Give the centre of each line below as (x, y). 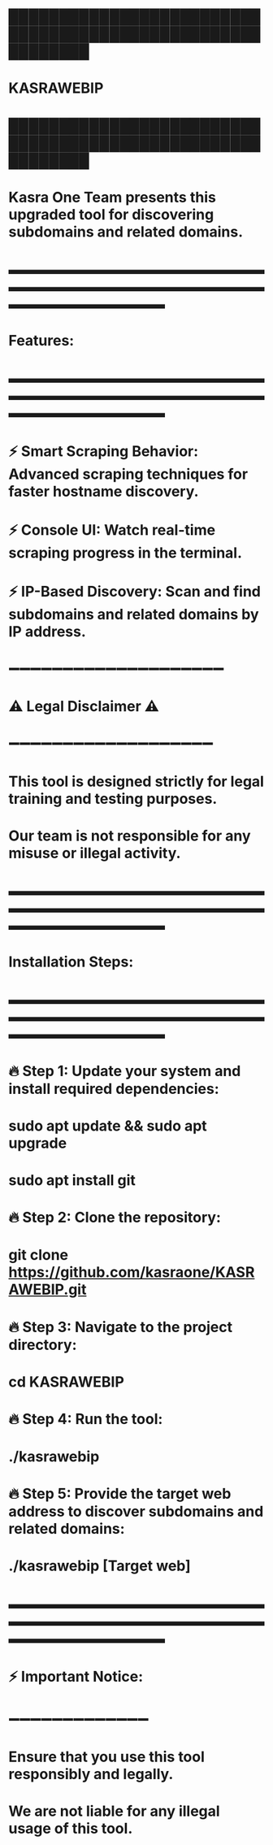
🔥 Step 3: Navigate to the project (121, 1327)
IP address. (48, 631)
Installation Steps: (71, 962)
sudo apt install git (72, 1180)
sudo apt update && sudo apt (108, 1126)
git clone (39, 1255)
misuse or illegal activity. (95, 853)
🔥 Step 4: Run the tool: (86, 1419)
